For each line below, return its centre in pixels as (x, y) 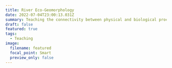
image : (12, 43)
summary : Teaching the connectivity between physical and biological (81, 19)
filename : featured (31, 48)
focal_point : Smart (31, 53)
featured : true (21, 29)
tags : (11, 34)
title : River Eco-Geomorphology (40, 10)
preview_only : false (32, 58)
